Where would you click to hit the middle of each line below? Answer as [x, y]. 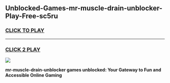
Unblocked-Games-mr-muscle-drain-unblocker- [84, 8]
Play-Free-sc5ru [32, 16]
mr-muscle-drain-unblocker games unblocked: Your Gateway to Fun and [83, 69]
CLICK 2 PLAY [23, 49]
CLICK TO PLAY [25, 31]
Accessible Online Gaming [34, 75]
